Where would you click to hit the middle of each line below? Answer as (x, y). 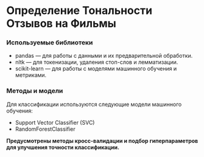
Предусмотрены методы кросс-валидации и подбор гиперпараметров (102, 141)
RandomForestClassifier (45, 129)
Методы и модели (35, 91)
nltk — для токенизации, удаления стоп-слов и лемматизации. (97, 62)
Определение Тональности (79, 11)
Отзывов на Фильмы (62, 23)
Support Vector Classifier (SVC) (55, 122)
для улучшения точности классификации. (63, 147)
